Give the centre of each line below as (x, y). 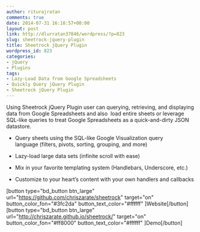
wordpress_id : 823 (29, 51)
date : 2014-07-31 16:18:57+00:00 (48, 23)
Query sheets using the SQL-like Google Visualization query (89, 138)
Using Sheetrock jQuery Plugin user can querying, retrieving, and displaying (100, 107)
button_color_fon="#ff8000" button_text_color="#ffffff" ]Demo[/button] (95, 222)
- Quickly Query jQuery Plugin (45, 85)
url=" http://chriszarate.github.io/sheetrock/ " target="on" (76, 216)
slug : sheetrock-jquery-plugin (45, 40)
